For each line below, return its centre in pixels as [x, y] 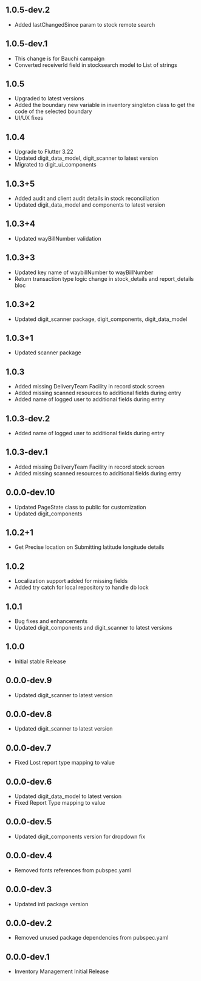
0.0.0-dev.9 [29, 680]
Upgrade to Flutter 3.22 [44, 152]
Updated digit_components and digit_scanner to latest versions [93, 628]
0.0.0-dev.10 [30, 493]
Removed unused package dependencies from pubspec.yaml [91, 938]
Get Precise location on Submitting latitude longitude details [89, 547]
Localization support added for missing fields [71, 581]
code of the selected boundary [53, 111]
